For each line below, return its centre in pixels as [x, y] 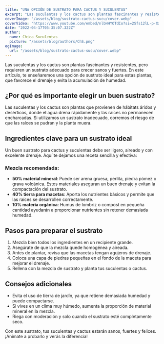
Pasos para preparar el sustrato [54, 231]
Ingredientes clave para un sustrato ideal [69, 138]
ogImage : [14, 46]
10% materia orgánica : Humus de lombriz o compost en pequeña [78, 205]
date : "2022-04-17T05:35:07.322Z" [40, 28]
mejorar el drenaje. [31, 263]
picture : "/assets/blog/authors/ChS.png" [52, 42]
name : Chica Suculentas [33, 37]
